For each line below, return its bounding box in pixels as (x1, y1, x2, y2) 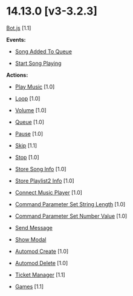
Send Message (15, 224, 53, 231)
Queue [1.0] (15, 118, 44, 126)
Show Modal (15, 235, 47, 243)
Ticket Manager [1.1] (15, 271, 65, 278)
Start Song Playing (15, 59, 62, 67)
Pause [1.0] (15, 130, 44, 137)
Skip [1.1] (15, 141, 37, 149)
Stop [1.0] (15, 153, 39, 161)
